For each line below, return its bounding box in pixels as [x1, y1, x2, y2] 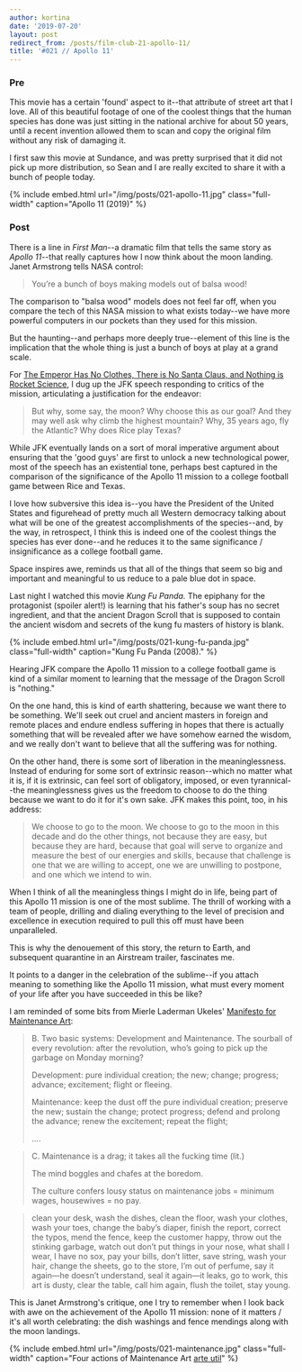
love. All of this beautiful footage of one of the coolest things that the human [9, 106, 292, 117]
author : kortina [9, 13, 70, 23]
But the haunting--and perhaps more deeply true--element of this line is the [9, 332, 290, 343]
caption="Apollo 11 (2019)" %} [35, 199, 147, 210]
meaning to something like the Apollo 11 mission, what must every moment [9, 978, 285, 989]
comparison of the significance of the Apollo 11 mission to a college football [9, 470, 289, 482]
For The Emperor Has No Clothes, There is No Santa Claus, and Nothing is [9, 368, 284, 379]
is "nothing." [9, 682, 56, 694]
